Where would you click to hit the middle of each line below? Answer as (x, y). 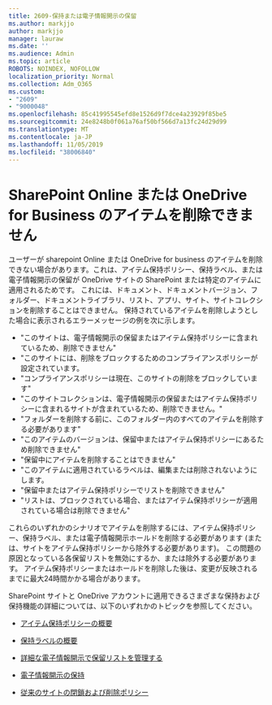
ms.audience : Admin (41, 54)
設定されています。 (52, 368)
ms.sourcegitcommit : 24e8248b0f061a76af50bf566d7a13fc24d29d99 (118, 122)
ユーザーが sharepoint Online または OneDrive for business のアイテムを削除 (136, 259)
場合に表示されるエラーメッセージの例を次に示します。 (107, 320)
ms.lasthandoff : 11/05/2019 (56, 144)
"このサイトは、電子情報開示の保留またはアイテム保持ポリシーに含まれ (139, 337)
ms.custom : (27, 91)
